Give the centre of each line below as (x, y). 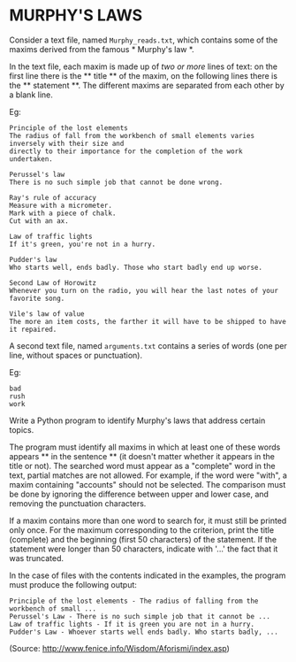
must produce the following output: (73, 584)
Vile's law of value (47, 314)
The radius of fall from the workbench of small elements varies (132, 135)
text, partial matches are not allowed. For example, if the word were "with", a (148, 475)
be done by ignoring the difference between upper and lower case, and (139, 494)
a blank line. (31, 95)
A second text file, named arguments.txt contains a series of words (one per (148, 345)
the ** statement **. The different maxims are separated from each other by (147, 85)
